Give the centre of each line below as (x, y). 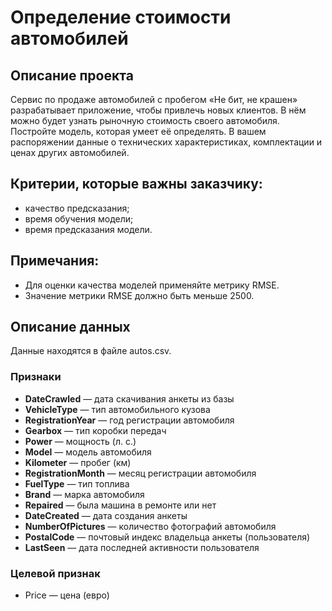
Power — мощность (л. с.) (80, 441)
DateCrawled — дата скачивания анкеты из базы (129, 398)
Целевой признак (55, 573)
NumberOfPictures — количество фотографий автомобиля (150, 526)
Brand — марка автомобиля (84, 494)
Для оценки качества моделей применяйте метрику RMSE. (152, 285)
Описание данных (70, 327)
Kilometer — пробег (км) (78, 462)
